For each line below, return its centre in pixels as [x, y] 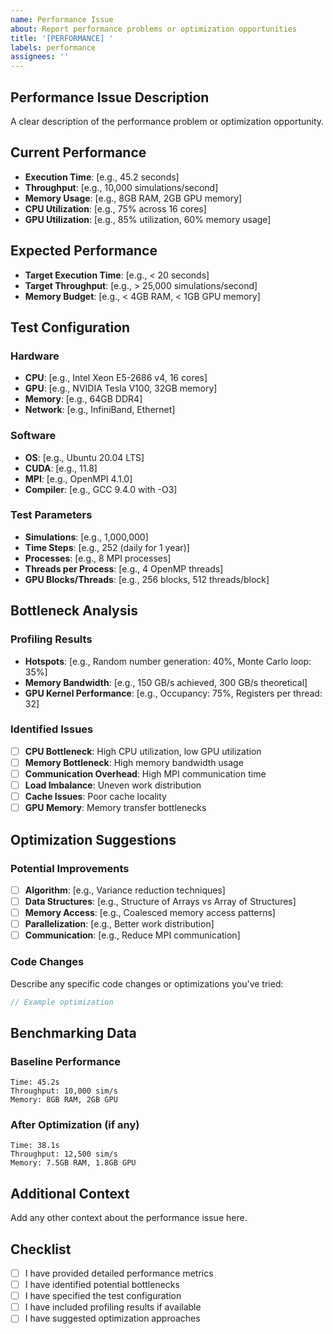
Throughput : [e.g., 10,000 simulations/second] [121, 187]
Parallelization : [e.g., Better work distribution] [119, 924]
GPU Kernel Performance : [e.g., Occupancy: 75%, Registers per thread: [173, 693]
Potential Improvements [70, 868]
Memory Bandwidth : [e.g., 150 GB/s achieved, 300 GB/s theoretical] [166, 682]
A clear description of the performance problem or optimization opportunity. [167, 121]
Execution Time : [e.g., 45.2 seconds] [102, 177]
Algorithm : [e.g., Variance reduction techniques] [125, 890]
